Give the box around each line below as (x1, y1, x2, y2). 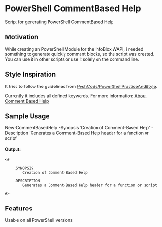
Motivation (5, 33, 39, 41)
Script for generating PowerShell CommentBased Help (5, 19, 114, 25)
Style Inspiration (5, 70, 56, 79)
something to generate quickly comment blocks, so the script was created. (5, 51, 155, 57)
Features (5, 204, 32, 212)
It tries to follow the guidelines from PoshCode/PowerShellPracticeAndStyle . (5, 83, 158, 89)
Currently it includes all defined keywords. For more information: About (5, 93, 147, 99)
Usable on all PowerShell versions (5, 217, 73, 223)
